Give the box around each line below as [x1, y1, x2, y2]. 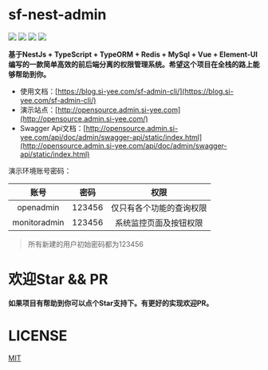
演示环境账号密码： [8, 165, 72, 175]
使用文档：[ [19, 86, 58, 96]
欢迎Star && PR [8, 270, 108, 288]
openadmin [17, 201, 60, 213]
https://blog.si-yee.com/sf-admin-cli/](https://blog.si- [57, 86, 234, 96]
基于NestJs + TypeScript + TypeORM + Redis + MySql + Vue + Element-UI [8, 50, 258, 59]
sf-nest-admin [8, 6, 107, 24]
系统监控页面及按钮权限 [115, 217, 203, 229]
